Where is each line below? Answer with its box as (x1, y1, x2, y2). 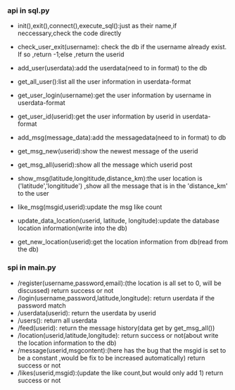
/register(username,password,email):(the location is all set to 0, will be (17, 279, 222, 287)
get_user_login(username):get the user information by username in (17, 91, 212, 100)
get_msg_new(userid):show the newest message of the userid (17, 147, 198, 156)
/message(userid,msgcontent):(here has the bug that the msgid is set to (17, 346, 227, 354)
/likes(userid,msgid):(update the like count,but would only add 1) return (17, 368, 224, 377)
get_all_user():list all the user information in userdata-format (17, 77, 191, 86)
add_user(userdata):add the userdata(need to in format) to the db (17, 64, 208, 73)
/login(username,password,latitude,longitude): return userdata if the (17, 294, 215, 302)
